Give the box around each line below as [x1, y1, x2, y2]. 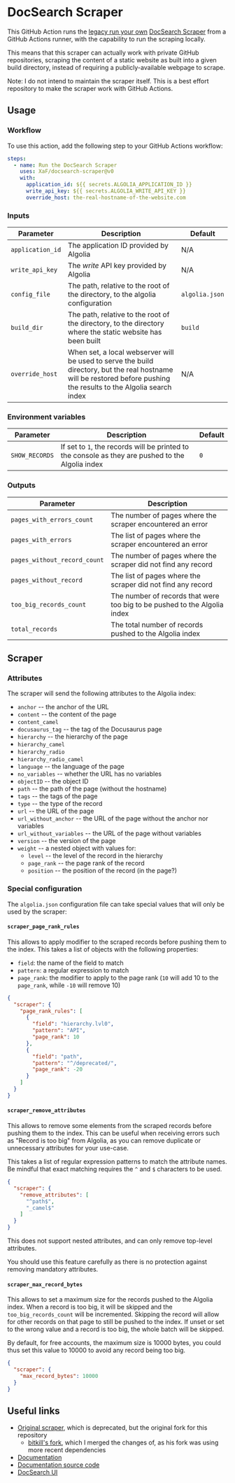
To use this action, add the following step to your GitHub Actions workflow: [7, 141, 223, 150]
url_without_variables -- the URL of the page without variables [17, 829, 201, 837]
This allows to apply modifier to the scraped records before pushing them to [7, 938, 227, 946]
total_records [10, 625, 58, 633]
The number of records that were [111, 591, 220, 601]
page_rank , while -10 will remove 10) [17, 981, 121, 989]
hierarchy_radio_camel [17, 756, 84, 763]
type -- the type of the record [17, 800, 103, 808]
